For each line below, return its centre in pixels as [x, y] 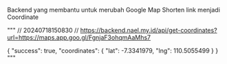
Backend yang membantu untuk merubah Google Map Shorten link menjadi [113, 10]
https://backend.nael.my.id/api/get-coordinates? [149, 30]
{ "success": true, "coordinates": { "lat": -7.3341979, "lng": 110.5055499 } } [113, 51]
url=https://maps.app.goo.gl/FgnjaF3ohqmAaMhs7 [79, 37]
